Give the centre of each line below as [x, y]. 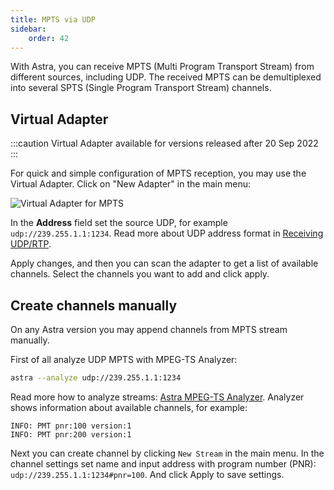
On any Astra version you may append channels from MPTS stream [149, 329]
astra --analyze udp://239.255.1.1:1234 [96, 378]
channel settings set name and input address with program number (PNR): [163, 463]
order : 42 [49, 38]
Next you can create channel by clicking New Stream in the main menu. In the [167, 453]
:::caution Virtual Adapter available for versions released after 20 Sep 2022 [164, 143]
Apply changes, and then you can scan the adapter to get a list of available [164, 263]
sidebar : [28, 29]
